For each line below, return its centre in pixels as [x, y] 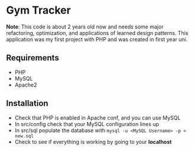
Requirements [33, 58]
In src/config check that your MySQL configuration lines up [87, 124]
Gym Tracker [38, 10]
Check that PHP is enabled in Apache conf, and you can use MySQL [98, 118]
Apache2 [26, 85]
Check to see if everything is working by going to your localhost [93, 142]
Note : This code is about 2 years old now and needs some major [85, 27]
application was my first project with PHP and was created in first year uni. [97, 39]
